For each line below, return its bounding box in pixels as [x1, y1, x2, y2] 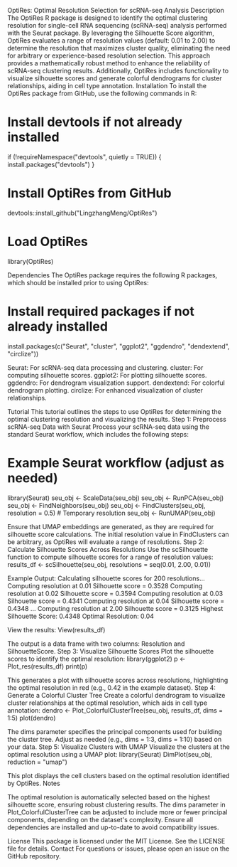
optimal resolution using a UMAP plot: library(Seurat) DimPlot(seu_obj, [7, 750, 213, 758]
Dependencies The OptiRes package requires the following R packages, [7, 270, 218, 280]
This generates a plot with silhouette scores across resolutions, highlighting [7, 676, 228, 684]
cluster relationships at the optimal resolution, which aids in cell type [7, 698, 208, 707]
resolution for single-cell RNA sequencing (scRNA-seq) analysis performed [7, 21, 227, 29]
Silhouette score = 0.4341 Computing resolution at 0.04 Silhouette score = [7, 597, 225, 605]
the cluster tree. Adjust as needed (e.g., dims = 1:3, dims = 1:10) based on [7, 735, 222, 743]
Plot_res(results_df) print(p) [7, 661, 88, 671]
